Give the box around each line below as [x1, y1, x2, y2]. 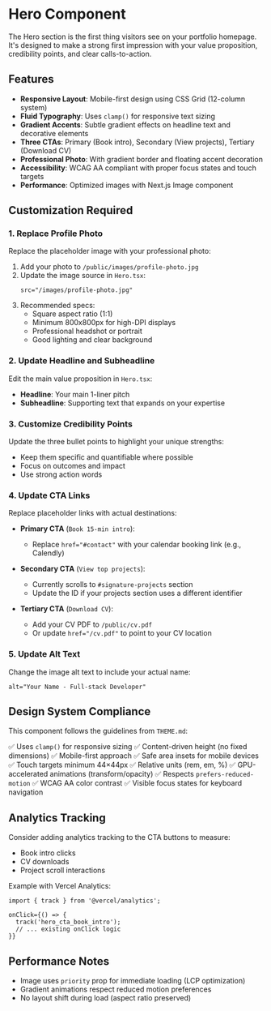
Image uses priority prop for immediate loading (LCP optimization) [19, 976, 246, 986]
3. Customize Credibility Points [8, 418, 133, 430]
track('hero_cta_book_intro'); [15, 918, 121, 927]
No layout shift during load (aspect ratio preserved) [19, 993, 192, 1003]
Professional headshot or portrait [32, 326, 143, 336]
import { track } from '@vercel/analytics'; [8, 897, 161, 905]
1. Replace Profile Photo [8, 228, 104, 239]
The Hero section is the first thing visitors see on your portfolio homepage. [8, 32, 257, 41]
